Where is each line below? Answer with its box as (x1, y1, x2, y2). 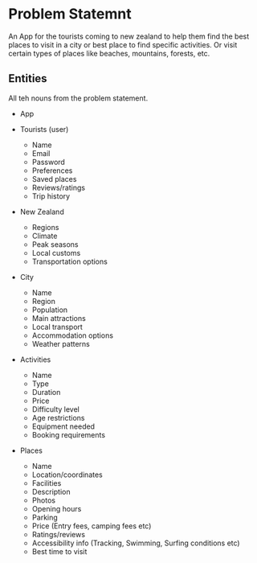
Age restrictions (31, 413, 85, 422)
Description (31, 487, 71, 496)
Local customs (31, 248, 81, 257)
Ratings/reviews (31, 529, 86, 539)
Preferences (31, 166, 73, 175)
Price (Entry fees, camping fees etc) (31, 520, 152, 531)
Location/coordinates (31, 470, 103, 479)
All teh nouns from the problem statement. (8, 93, 149, 103)
